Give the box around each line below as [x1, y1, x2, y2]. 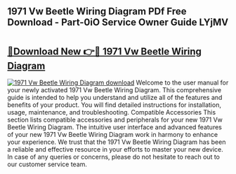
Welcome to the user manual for [136, 78, 229, 87]
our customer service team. [7, 160, 88, 168]
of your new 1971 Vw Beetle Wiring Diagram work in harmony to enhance [7, 131, 218, 138]
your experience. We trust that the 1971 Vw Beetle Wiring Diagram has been [7, 138, 226, 146]
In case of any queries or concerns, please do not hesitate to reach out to [7, 153, 220, 161]
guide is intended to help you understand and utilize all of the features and [7, 94, 223, 101]
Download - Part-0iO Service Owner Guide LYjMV [7, 17, 229, 29]
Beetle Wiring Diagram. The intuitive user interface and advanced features [7, 123, 223, 131]
